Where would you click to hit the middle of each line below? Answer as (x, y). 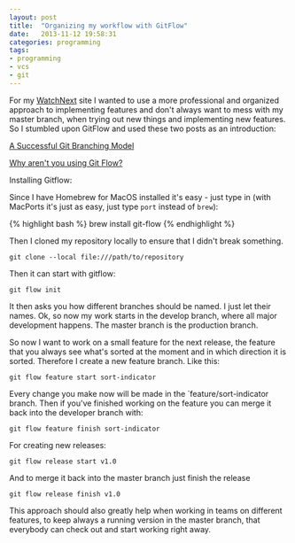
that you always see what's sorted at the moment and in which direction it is (147, 352)
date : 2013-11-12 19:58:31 (63, 34)
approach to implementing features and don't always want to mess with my (146, 109)
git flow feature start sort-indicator (83, 377)
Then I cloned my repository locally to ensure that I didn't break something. (146, 241)
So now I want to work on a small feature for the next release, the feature (143, 342)
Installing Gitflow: (41, 180)
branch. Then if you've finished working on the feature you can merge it (140, 403)
